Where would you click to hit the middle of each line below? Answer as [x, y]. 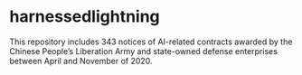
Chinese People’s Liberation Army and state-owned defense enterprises [144, 51]
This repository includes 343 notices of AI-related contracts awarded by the [151, 42]
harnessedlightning [85, 17]
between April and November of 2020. [81, 61]
